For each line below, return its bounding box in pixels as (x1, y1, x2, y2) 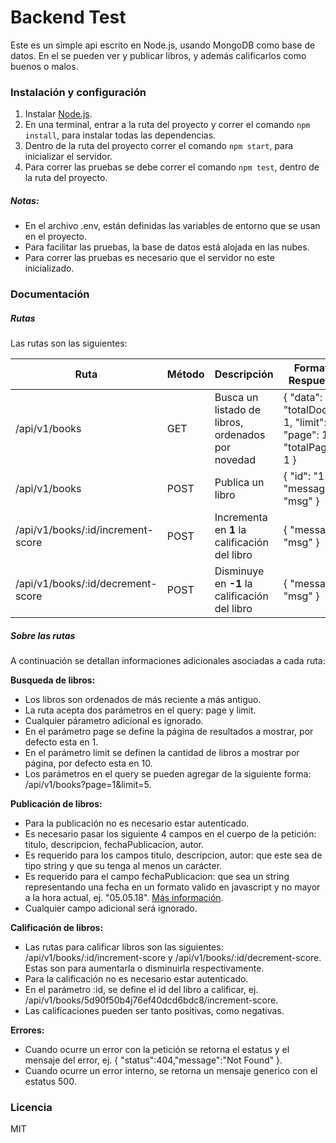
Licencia (10, 1100, 53, 1114)
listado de (214, 403, 261, 417)
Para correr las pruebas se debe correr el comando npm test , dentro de (24, 161, 320, 173)
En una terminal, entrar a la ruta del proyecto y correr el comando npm (24, 119, 311, 131)
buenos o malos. (10, 60, 79, 72)
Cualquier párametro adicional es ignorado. (24, 715, 204, 727)
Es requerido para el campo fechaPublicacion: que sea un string (24, 871, 290, 883)
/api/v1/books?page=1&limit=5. (24, 779, 152, 791)
